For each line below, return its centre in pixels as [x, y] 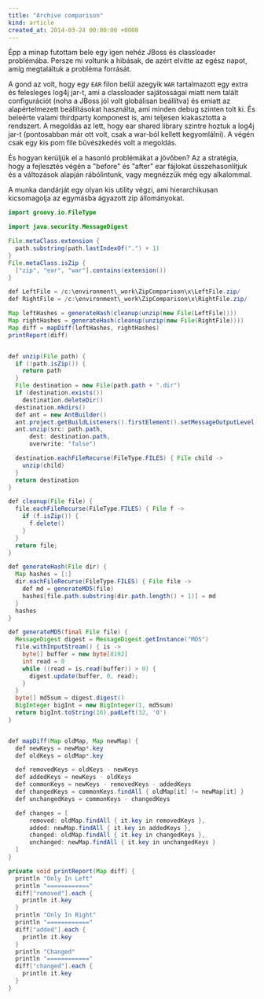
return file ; [37, 545]
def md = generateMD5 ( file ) [68, 589]
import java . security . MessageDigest [68, 227]
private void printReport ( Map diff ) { [71, 871]
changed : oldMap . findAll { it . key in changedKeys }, [117, 835]
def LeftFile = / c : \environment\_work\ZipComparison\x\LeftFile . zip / [125, 292]
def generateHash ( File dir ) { [58, 567]
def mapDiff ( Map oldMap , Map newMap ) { [73, 741]
